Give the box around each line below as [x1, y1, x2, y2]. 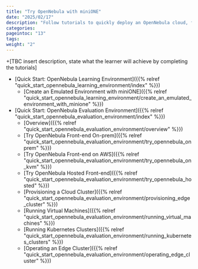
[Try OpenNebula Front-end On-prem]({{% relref [23, 132, 143, 139]
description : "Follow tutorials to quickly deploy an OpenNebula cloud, [6, 19, 189, 25]
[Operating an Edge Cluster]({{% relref [23, 244, 118, 251]
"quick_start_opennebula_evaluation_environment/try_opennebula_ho [23, 175, 192, 183]
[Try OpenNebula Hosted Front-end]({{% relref [23, 169, 138, 176]
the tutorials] [6, 64, 37, 71]
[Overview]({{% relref [23, 119, 77, 126]
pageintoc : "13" [6, 31, 46, 37]
